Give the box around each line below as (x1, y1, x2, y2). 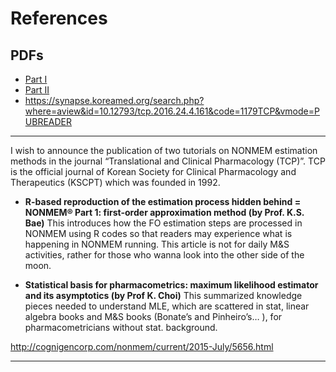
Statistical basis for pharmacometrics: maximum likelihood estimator (24, 279, 319, 291)
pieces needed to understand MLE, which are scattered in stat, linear (24, 300, 310, 312)
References (10, 7, 108, 30)
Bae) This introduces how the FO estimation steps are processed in (24, 217, 303, 229)
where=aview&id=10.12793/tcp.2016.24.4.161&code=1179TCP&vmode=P (24, 105, 320, 117)
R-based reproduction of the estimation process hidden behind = (24, 196, 302, 207)
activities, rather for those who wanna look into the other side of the (24, 249, 305, 261)
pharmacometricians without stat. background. (24, 322, 218, 333)
